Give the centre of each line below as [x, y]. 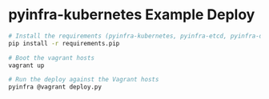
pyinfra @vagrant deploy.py [55, 87]
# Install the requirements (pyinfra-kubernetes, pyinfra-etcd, [118, 36]
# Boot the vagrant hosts [51, 57]
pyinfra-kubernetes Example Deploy [132, 15]
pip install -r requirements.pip [64, 43]
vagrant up [26, 65]
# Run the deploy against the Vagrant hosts [84, 80]
